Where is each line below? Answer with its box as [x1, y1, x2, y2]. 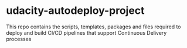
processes [6, 35, 32, 42]
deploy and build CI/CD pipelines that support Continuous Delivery [6, 29, 167, 36]
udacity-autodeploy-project [6, 4, 145, 17]
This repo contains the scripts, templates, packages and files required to [6, 23, 181, 30]
